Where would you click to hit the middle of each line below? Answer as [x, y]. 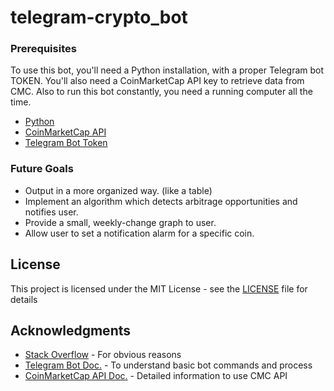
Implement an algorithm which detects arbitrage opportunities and [161, 201]
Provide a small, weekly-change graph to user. [120, 222]
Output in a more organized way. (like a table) [118, 190]
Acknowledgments [71, 330]
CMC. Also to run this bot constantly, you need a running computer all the [161, 92]
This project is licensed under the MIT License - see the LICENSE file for [159, 288]
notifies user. [51, 212]
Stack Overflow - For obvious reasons [103, 355]
